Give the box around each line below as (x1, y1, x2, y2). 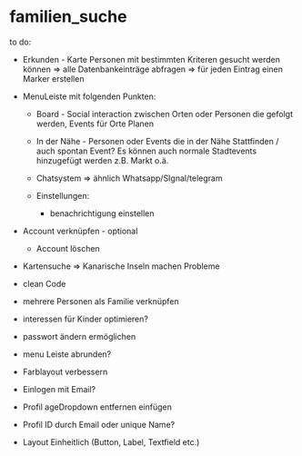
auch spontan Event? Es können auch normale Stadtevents (35, 145, 257, 156)
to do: (9, 36, 32, 47)
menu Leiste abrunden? (22, 348, 112, 360)
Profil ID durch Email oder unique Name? (22, 419, 176, 430)
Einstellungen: (35, 190, 90, 201)
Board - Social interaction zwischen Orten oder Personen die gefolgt (35, 108, 294, 119)
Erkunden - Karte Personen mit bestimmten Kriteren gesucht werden (22, 54, 280, 64)
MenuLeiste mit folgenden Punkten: (22, 91, 156, 102)
